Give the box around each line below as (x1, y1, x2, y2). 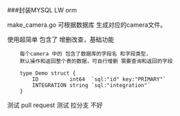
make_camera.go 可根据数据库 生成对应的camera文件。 (7, 21, 167, 29)
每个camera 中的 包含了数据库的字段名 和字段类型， (19, 50, 152, 57)
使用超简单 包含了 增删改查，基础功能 (7, 35, 115, 43)
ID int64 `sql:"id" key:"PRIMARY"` (32, 76, 167, 83)
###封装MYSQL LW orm (7, 6, 78, 14)
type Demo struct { (19, 70, 76, 77)
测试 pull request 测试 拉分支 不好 (7, 101, 103, 109)
